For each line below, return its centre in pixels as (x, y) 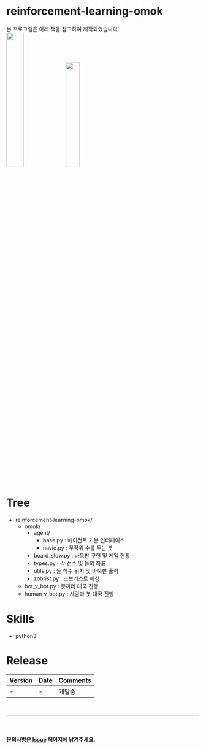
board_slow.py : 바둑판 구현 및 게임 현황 (82, 555)
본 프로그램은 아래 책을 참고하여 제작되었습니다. (63, 29)
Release (27, 661)
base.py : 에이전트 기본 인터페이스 (84, 540)
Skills (21, 619)
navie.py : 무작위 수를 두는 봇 (78, 548)
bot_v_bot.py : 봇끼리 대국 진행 (61, 586)
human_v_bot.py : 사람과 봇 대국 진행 (69, 594)
